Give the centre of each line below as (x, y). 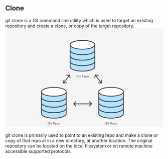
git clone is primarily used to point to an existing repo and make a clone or (82, 135)
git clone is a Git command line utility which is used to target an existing (79, 20)
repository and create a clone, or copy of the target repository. (70, 26)
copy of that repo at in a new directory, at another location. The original (79, 140)
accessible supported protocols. (39, 151)
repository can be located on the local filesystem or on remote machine (79, 146)
